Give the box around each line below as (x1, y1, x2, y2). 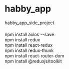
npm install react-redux (4, 42, 53, 48)
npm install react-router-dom (4, 52, 64, 58)
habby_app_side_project (4, 20, 54, 26)
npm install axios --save (4, 31, 54, 37)
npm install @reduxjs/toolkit (4, 58, 62, 64)
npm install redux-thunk (4, 47, 54, 53)
